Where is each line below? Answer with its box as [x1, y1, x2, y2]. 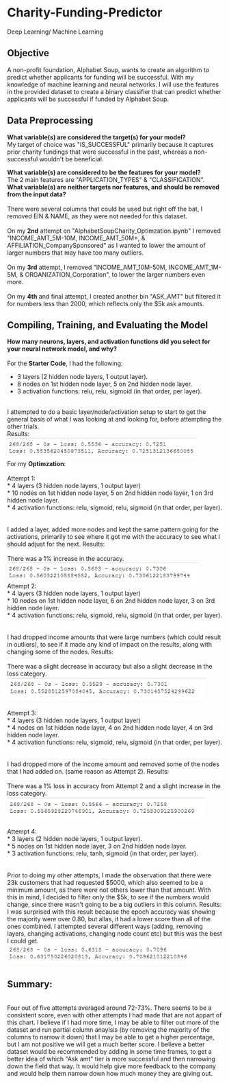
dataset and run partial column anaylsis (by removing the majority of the [7, 1026, 211, 1034]
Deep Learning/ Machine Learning [7, 27, 104, 36]
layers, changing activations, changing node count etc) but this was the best [7, 930, 222, 938]
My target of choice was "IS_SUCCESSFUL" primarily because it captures [7, 140, 214, 148]
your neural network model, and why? [7, 345, 118, 353]
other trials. [7, 422, 40, 430]
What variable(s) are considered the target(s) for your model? [7, 132, 186, 141]
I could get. [7, 937, 39, 945]
